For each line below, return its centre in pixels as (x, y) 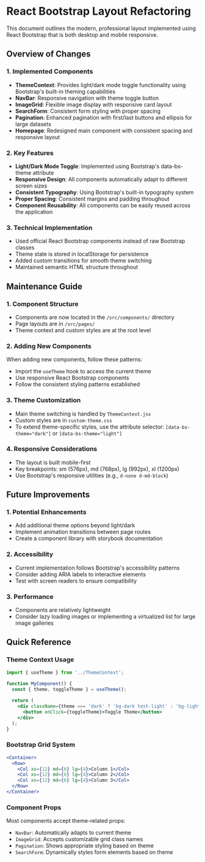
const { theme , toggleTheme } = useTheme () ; (69, 689)
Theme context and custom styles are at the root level (83, 330)
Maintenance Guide (44, 286)
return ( (23, 701)
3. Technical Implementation (49, 227)
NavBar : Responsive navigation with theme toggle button (87, 98)
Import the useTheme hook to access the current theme (83, 372)
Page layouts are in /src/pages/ (55, 324)
